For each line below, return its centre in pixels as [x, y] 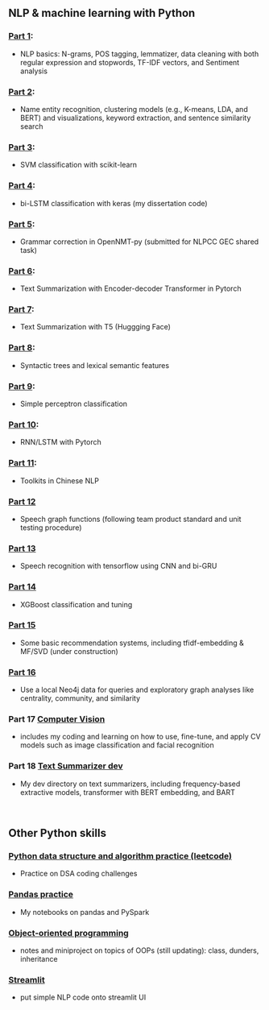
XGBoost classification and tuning [76, 604]
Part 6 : [22, 271]
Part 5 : [22, 224]
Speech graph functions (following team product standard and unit [130, 519]
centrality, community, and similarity [80, 698]
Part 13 [22, 548]
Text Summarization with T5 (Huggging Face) [95, 327]
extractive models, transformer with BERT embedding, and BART [127, 792]
